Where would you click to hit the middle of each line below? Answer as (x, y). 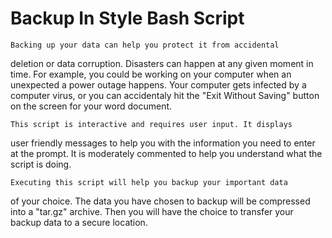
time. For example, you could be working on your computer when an (151, 74)
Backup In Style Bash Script (127, 18)
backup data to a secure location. (79, 222)
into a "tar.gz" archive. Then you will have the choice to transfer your (152, 211)
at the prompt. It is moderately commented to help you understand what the (166, 153)
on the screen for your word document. (91, 106)
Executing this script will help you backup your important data (149, 182)
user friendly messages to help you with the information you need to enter (163, 143)
